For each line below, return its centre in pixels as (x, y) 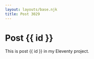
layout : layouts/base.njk (31, 9)
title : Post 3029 (23, 14)
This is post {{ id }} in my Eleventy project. (47, 51)
